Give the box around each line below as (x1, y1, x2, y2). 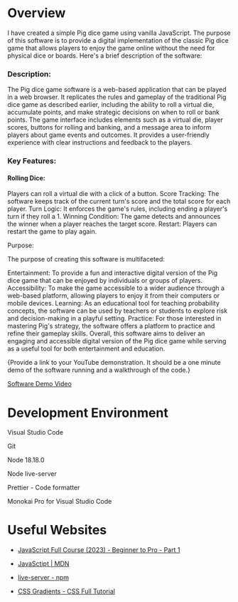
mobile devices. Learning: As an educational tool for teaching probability (7, 299, 220, 308)
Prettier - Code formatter (7, 483, 80, 492)
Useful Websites (7, 522, 107, 539)
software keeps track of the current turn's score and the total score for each (7, 197, 231, 206)
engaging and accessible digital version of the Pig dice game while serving (7, 337, 227, 346)
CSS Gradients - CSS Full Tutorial (17, 587, 116, 596)
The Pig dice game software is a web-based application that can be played (7, 85, 227, 94)
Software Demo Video (7, 380, 72, 388)
